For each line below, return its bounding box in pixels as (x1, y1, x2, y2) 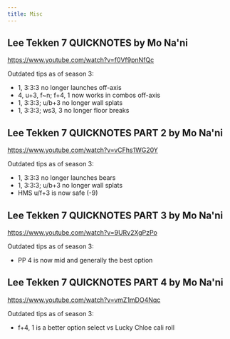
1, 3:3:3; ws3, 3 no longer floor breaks (17, 106, 130, 115)
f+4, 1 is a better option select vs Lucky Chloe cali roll (17, 323, 175, 332)
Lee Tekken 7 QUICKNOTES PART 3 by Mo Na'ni (7, 209, 224, 221)
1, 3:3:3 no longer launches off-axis (17, 84, 122, 92)
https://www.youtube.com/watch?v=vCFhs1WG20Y (7, 146, 159, 154)
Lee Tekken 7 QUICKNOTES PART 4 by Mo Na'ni (7, 276, 224, 289)
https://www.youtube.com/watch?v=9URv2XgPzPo (7, 228, 158, 237)
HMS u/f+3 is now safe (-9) (17, 188, 98, 197)
